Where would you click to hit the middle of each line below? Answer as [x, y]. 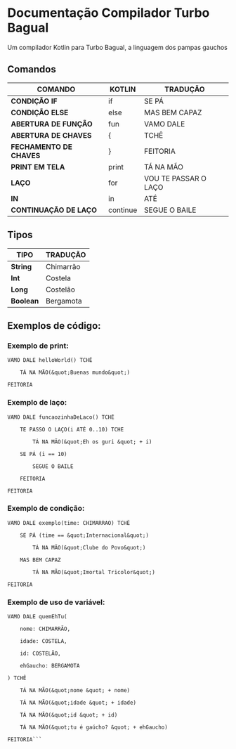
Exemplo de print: [38, 346]
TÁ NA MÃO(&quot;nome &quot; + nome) [75, 691]
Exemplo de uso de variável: [56, 602]
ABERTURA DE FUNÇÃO [52, 124]
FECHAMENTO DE [41, 147]
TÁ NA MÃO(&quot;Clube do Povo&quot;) [89, 547]
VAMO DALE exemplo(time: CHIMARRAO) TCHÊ [69, 523]
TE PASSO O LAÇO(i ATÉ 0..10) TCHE [72, 429]
